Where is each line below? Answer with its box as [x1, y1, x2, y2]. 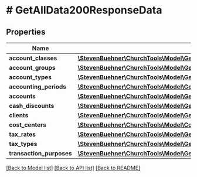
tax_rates [9, 130, 36, 138]
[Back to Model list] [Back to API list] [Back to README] [6, 165, 141, 171]
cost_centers [9, 121, 47, 129]
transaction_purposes [9, 149, 72, 157]
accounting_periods [9, 83, 66, 91]
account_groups [9, 64, 56, 72]
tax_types [9, 140, 38, 148]
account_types [9, 73, 52, 81]
